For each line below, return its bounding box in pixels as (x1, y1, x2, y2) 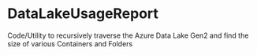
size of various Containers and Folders (7, 38, 133, 48)
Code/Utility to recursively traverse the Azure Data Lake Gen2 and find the (7, 31, 249, 40)
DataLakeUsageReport (7, 5, 159, 23)
